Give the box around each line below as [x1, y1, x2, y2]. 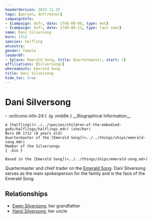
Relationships [5, 190, 48, 198]
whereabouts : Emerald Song [5, 67, 60, 72]
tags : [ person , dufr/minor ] [5, 12, 63, 17]
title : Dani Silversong [5, 71, 54, 76]
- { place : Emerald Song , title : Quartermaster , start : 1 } [5, 57, 126, 62]
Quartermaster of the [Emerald [5, 135, 69, 140]
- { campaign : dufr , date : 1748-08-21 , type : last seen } [5, 25, 122, 30]
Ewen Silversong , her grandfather [12, 203, 80, 209]
